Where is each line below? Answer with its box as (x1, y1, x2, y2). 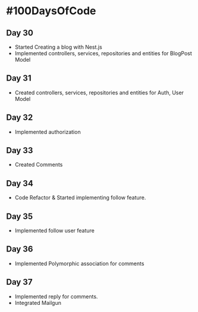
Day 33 (6, 145, 33, 155)
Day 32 (6, 113, 33, 123)
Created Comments (14, 161, 63, 168)
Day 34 (6, 178, 34, 188)
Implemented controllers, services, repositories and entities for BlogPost (14, 50, 192, 57)
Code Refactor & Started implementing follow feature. (14, 194, 146, 201)
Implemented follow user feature (14, 227, 95, 234)
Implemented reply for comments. (14, 292, 98, 300)
